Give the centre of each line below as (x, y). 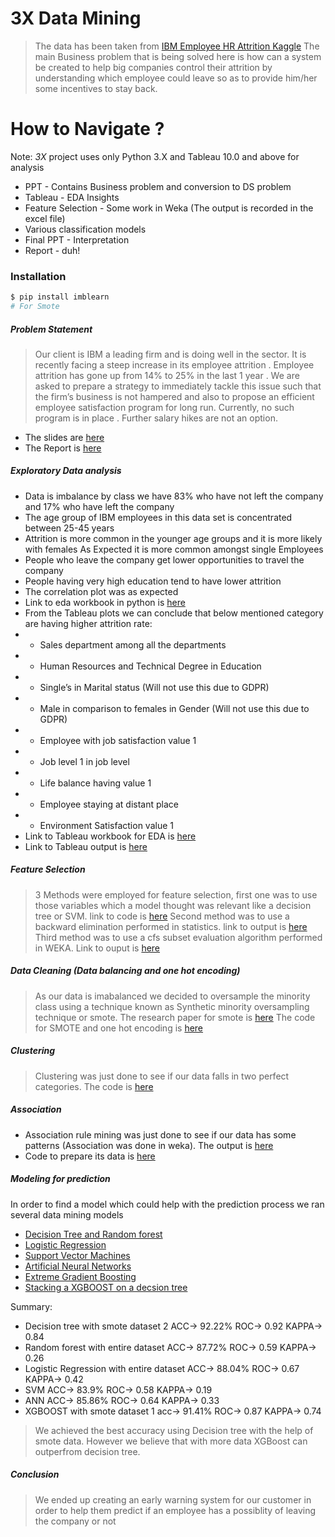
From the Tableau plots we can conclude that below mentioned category (174, 613)
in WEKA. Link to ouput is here (97, 948)
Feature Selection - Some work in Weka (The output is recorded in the (169, 208)
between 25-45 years (69, 528)
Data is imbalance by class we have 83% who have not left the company (174, 496)
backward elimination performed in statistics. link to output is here (171, 926)
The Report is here (63, 448)
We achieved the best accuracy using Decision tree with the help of (174, 1430)
